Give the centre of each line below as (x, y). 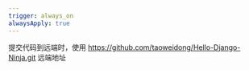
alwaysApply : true (39, 23)
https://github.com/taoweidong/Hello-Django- (164, 47)
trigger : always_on (41, 16)
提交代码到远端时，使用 (47, 47)
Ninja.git (22, 57)
